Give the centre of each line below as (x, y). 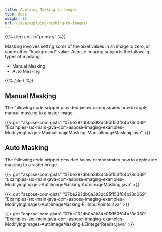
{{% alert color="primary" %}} (35, 37)
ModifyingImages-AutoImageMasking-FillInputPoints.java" (63, 204)
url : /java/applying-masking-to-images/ (47, 23)
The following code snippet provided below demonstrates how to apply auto (81, 160)
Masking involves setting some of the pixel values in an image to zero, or (78, 46)
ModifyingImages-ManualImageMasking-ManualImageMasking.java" (74, 133)
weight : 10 (16, 18)
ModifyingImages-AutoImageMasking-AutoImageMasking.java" (68, 184)
